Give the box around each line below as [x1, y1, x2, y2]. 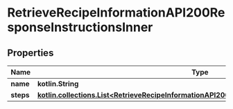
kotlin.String [37, 79, 79, 88]
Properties [7, 47, 54, 59]
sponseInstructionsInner [7, 19, 153, 35]
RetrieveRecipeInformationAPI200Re [7, 5, 225, 21]
